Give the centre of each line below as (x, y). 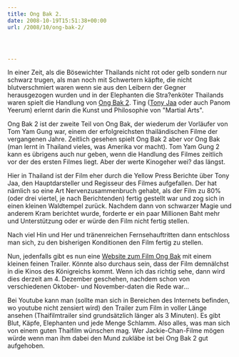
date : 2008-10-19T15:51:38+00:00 (57, 21)
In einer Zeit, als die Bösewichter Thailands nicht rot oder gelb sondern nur (117, 73)
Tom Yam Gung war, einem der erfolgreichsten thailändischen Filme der (113, 132)
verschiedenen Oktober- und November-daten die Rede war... (98, 286)
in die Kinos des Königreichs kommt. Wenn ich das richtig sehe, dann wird (116, 271)
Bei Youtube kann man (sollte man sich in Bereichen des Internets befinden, (119, 301)
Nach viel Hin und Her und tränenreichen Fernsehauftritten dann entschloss (119, 235)
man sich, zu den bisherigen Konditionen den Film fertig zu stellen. (105, 242)
